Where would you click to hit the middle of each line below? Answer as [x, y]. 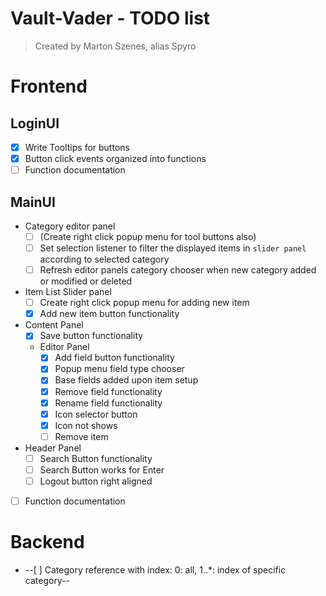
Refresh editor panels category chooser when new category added [178, 270]
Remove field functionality [108, 391]
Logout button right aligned [96, 481]
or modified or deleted [86, 281]
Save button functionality [91, 336]
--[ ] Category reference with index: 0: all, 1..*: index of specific [155, 570]
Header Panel [53, 448]
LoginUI [35, 123]
